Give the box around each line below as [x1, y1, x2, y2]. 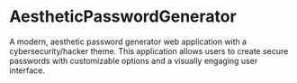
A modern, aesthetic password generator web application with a [9, 36, 247, 47]
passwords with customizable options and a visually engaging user [9, 55, 258, 66]
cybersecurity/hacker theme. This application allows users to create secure [9, 45, 289, 56]
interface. [9, 65, 45, 76]
